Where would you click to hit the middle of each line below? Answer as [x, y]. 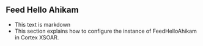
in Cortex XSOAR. [37, 37]
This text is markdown [42, 24]
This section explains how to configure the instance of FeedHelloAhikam [105, 31]
